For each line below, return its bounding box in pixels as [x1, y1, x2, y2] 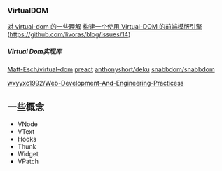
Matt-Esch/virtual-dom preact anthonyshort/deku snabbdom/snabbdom [7, 65, 215, 74]
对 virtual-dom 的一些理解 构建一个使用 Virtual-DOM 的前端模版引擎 [7, 22, 202, 31]
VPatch [17, 157, 39, 166]
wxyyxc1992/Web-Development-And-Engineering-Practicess [7, 79, 184, 88]
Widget [17, 150, 39, 158]
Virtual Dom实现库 [7, 47, 62, 55]
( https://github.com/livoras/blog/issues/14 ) [7, 30, 131, 39]
